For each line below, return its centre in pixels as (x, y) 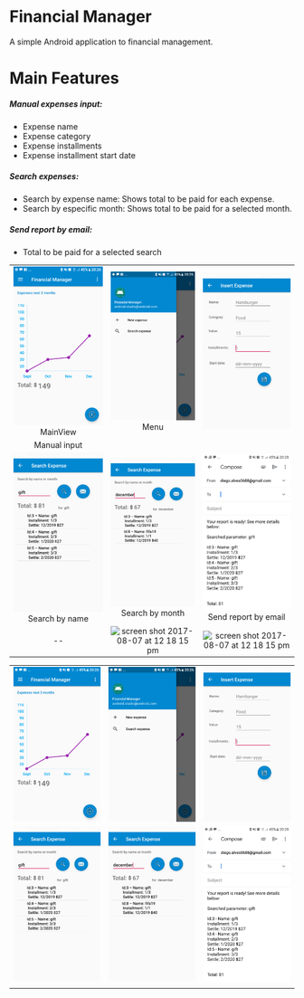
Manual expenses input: (56, 104)
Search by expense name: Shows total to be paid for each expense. (148, 199)
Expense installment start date (79, 156)
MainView (58, 432)
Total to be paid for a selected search (92, 252)
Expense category (57, 137)
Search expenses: (44, 176)
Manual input (58, 444)
